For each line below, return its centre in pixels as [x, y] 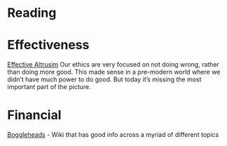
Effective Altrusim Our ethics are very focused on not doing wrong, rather [113, 65]
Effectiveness [48, 45]
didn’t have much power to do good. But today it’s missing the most [104, 79]
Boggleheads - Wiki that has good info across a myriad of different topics [113, 135]
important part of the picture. [49, 87]
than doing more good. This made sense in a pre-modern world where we [114, 72]
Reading [32, 13]
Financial [34, 115]
